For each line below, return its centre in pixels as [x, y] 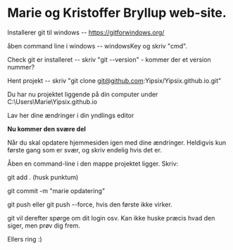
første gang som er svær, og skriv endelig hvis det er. [84, 150]
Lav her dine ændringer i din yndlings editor [71, 115]
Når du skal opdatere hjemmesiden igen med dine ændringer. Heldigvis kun [117, 143]
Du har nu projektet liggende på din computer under [83, 94]
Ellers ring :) [25, 239]
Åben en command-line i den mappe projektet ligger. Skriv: [93, 164]
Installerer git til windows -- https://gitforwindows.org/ [86, 32]
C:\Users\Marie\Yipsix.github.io [52, 101]
